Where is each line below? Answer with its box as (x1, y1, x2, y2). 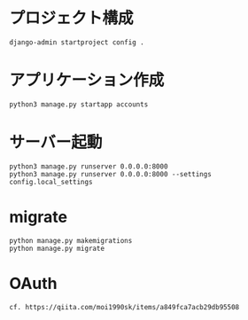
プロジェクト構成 (9, 8, 135, 28)
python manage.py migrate (9, 244, 105, 253)
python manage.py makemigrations (9, 236, 133, 245)
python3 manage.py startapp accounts (9, 99, 149, 109)
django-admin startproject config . (9, 37, 144, 47)
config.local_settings (9, 177, 93, 186)
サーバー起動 (9, 132, 103, 152)
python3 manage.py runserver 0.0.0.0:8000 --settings (9, 169, 213, 178)
